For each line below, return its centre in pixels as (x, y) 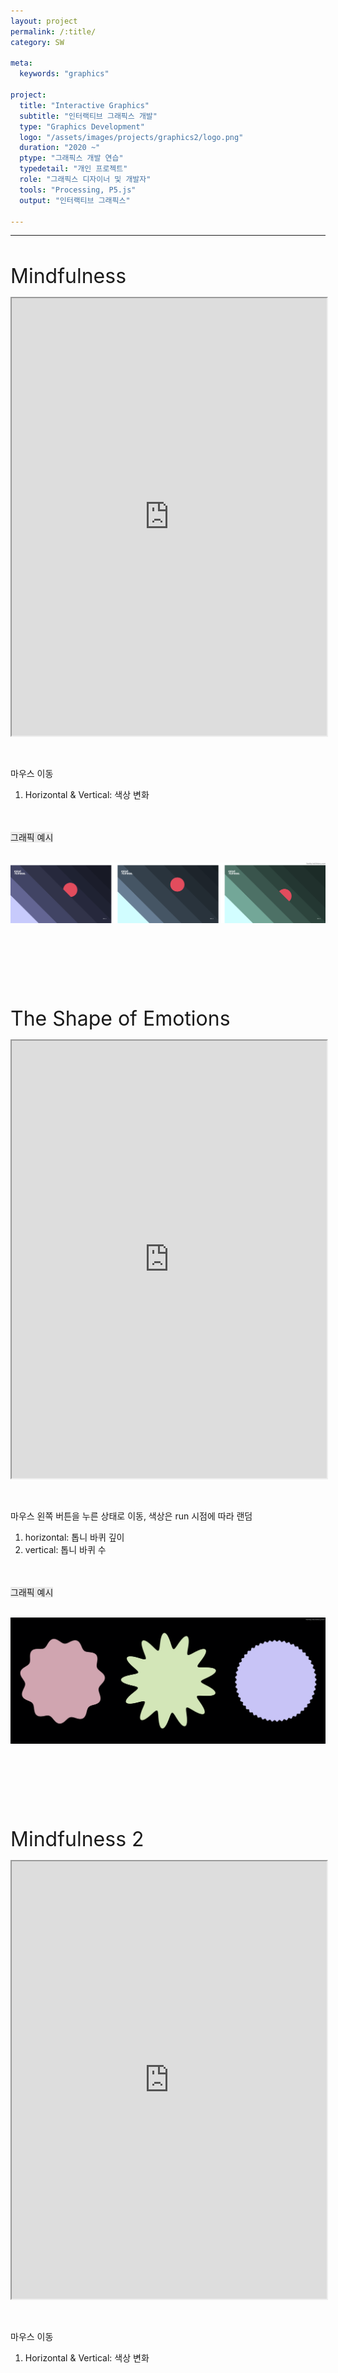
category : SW (37, 42)
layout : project (44, 21)
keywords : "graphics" (64, 74)
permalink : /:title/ (53, 31)
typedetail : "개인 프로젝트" (73, 169)
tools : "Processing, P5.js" (78, 190)
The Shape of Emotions (120, 1019)
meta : (21, 63)
